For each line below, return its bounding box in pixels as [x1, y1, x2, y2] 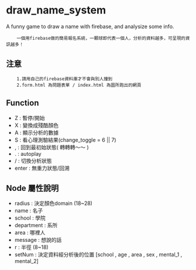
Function [6, 98, 39, 108]
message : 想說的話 [14, 237, 62, 244]
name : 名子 [14, 207, 43, 214]
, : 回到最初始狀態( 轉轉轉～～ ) [14, 143, 89, 151]
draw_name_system [6, 4, 106, 17]
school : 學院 [14, 214, 46, 221]
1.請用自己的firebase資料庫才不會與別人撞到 [16, 76, 113, 82]
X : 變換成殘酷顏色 [14, 121, 59, 129]
